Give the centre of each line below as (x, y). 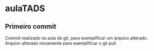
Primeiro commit (31, 26)
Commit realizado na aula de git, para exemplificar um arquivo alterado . (77, 38)
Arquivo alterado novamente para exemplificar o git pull (61, 43)
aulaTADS (25, 8)
